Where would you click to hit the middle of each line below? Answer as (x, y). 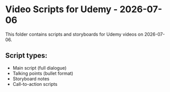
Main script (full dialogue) (40, 68)
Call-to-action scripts (35, 84)
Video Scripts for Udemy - (62, 9)
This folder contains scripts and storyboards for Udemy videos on (74, 34)
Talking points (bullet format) (43, 73)
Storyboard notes (31, 79)
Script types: (26, 56)
